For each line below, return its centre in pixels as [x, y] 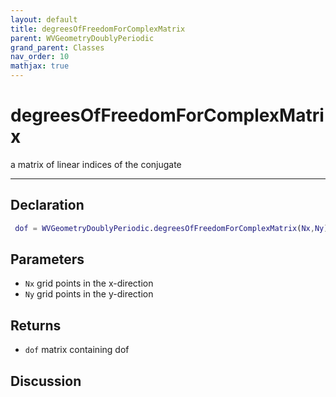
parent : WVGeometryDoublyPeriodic [82, 38]
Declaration [47, 205]
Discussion [46, 381]
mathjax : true [40, 66]
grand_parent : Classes [57, 47]
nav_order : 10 [40, 57]
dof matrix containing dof [77, 350]
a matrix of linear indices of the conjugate [96, 164]
